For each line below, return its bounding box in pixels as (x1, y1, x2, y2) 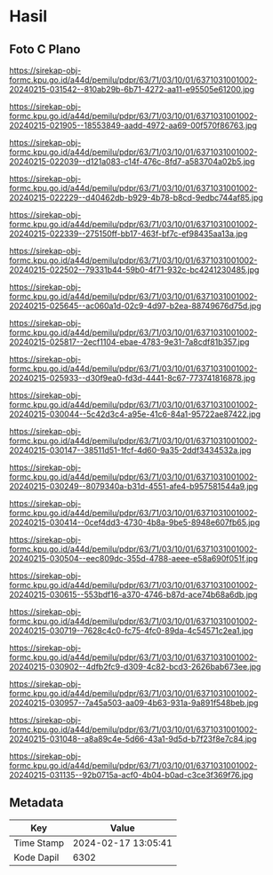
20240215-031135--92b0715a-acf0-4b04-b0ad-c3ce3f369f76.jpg (9, 770, 253, 780)
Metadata (9, 795, 64, 810)
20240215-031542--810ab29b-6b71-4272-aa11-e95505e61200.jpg (9, 84, 255, 94)
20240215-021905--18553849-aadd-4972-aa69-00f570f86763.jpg (9, 120, 258, 131)
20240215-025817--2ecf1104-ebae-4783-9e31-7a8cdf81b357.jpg (9, 337, 250, 347)
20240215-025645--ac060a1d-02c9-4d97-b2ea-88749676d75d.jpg (9, 300, 261, 311)
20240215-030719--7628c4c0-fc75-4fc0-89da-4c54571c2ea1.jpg (9, 625, 253, 636)
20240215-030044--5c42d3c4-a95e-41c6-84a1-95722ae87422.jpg (9, 409, 261, 419)
